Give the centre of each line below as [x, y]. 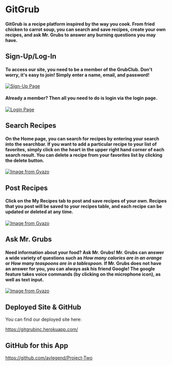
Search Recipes [31, 125]
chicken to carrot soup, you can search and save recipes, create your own [85, 29]
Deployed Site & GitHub [43, 307]
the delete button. [25, 160]
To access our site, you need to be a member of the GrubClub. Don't [79, 69]
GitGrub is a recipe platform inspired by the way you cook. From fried [80, 24]
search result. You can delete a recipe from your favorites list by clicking [84, 155]
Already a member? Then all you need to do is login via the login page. [81, 98]
